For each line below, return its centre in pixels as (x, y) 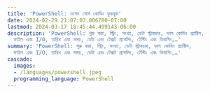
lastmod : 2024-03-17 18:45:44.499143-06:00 (72, 27)
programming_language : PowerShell (64, 79)
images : (25, 66)
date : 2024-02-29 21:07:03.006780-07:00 (67, 20)
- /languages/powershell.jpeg (57, 72)
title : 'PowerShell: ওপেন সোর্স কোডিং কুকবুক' (64, 14)
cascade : (20, 59)
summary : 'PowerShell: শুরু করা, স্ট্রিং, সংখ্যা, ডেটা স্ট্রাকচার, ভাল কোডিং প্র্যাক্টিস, (100, 46)
